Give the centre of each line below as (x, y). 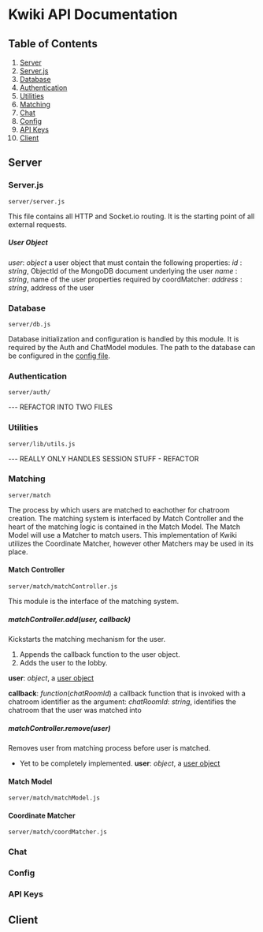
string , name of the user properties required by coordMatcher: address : (125, 279)
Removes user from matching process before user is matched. (109, 747)
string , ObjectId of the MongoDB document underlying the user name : (123, 270)
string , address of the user (51, 287)
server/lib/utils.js (42, 444)
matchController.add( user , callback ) (70, 619)
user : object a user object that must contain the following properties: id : (125, 263)
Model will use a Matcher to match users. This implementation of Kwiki (123, 535)
